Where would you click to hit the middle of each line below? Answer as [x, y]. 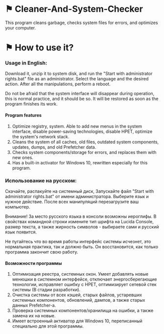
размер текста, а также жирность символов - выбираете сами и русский [82, 227]
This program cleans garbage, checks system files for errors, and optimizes [82, 23]
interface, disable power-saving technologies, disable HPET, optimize [82, 131]
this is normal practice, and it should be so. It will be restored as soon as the [82, 99]
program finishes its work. [31, 104]
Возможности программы [34, 263]
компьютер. [18, 206]
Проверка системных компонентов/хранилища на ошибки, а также [83, 310]
